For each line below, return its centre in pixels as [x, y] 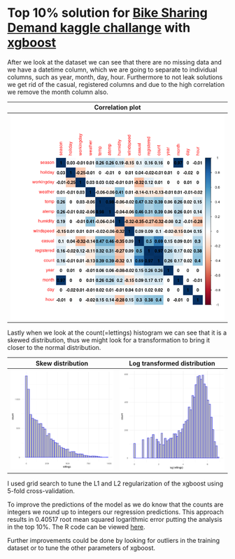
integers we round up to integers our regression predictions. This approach [115, 512]
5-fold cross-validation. [41, 491]
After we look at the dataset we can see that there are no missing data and [114, 62]
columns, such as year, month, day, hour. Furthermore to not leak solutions [115, 77]
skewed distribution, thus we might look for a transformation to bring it [109, 340]
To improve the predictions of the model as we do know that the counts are [115, 505]
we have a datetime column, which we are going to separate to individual [112, 69]
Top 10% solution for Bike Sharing [107, 13]
